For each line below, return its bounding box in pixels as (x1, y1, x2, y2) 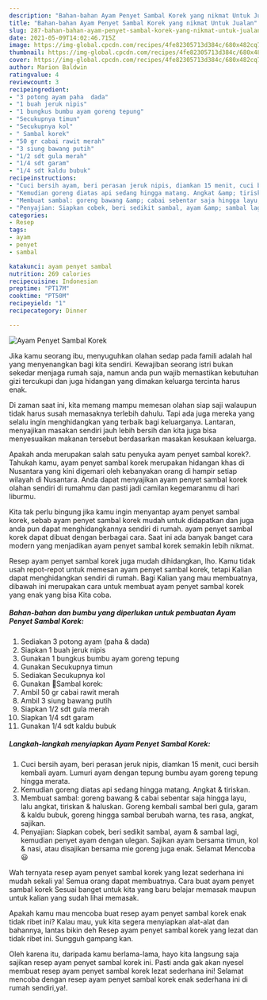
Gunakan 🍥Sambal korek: (20, 679, 104, 688)
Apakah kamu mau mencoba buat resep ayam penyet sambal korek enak (9, 908, 247, 918)
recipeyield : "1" (9, 300, 67, 308)
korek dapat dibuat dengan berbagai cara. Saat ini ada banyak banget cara (9, 532, 254, 541)
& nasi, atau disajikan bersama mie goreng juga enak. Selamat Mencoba (20, 843, 256, 853)
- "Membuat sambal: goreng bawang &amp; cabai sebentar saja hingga (9, 196, 240, 204)
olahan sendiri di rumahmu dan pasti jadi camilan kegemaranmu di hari (9, 483, 240, 493)
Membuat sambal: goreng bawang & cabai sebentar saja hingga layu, (20, 793, 246, 803)
